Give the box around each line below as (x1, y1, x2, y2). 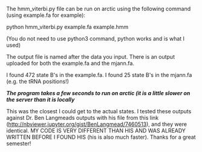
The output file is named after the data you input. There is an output (6, 53, 175, 60)
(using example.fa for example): (6, 12, 86, 19)
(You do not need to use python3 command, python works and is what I (6, 35, 185, 42)
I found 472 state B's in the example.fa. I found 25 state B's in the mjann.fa (6, 71, 192, 78)
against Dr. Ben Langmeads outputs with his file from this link (6, 114, 159, 121)
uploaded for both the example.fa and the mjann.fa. (6, 60, 135, 67)
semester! (6, 140, 31, 147)
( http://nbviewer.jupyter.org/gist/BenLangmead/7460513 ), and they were (6, 121, 187, 128)
